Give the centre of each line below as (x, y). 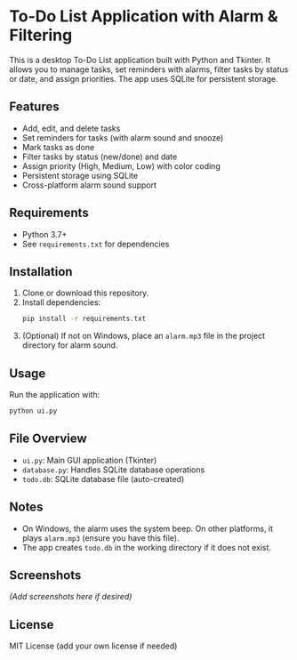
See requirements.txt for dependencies (96, 244)
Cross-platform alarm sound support (89, 185)
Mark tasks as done (58, 147)
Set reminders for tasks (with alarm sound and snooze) (123, 137)
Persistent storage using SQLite (80, 175)
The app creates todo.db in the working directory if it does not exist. (147, 547)
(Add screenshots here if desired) (71, 597)
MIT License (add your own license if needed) (93, 646)
